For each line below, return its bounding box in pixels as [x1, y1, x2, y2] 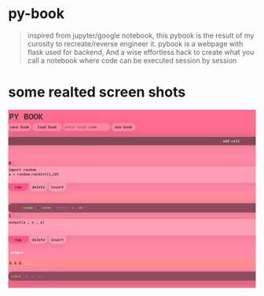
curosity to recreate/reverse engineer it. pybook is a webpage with [27, 38, 244, 48]
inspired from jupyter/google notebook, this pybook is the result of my [27, 31, 255, 40]
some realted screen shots [8, 83, 186, 101]
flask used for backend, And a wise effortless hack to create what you [27, 47, 255, 57]
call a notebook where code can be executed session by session [27, 56, 237, 65]
